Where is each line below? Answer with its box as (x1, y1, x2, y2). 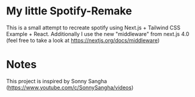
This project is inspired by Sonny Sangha (6, 77, 108, 84)
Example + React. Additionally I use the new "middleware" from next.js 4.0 (6, 30, 190, 37)
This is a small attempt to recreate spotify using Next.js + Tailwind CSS (6, 24, 181, 31)
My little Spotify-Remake (6, 4, 133, 18)
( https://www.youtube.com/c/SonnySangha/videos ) (6, 84, 133, 91)
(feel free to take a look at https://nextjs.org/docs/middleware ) (6, 37, 160, 44)
